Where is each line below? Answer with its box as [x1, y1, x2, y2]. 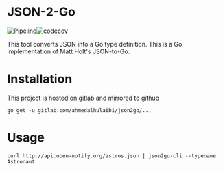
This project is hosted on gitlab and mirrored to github [7, 94, 160, 102]
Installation [7, 71, 73, 87]
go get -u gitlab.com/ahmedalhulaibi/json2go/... [7, 107, 152, 114]
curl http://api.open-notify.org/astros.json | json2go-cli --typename [7, 152, 216, 159]
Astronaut [7, 158, 36, 165]
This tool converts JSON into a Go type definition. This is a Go [7, 40, 183, 48]
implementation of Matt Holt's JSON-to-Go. [7, 47, 130, 55]
